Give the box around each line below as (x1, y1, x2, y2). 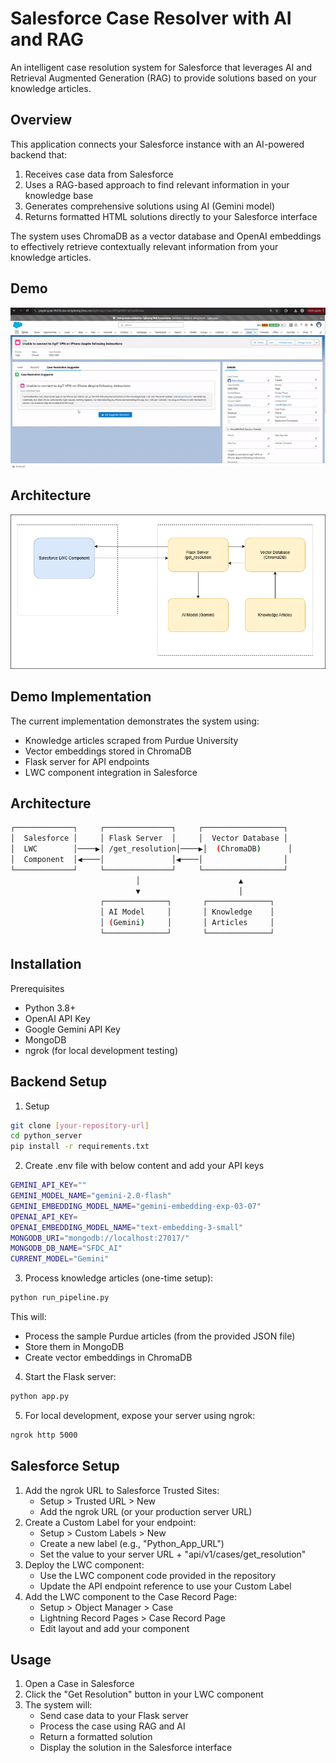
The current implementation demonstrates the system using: (10, 715, 260, 727)
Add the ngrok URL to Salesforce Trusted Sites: (24, 1484, 220, 1496)
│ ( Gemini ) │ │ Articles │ (99, 918, 275, 928)
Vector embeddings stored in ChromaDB (24, 745, 192, 757)
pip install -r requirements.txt (10, 1142, 150, 1152)
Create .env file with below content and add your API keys (24, 1160, 265, 1172)
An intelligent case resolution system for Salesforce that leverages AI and (10, 61, 313, 73)
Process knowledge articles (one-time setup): (24, 1272, 214, 1284)
